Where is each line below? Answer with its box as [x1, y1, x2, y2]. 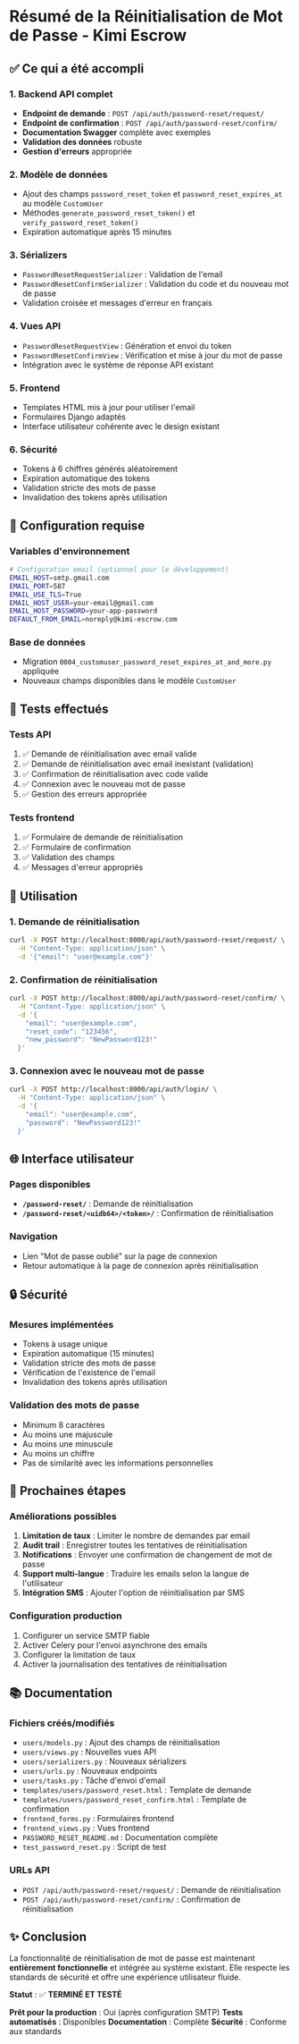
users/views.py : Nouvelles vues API [21, 1746, 157, 1758]
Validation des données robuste [21, 136, 143, 147]
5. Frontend [9, 382, 61, 394]
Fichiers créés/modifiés [9, 1717, 115, 1729]
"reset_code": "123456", [25, 1026, 118, 1036]
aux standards [9, 2026, 62, 2037]
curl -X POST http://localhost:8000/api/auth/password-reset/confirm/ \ [9, 994, 286, 1003]
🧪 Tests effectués [9, 701, 109, 716]
